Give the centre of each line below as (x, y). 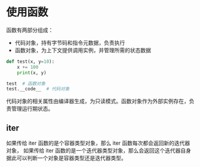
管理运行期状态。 (32, 109)
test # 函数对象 (26, 83)
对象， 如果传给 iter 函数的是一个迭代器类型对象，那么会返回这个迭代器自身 (99, 151)
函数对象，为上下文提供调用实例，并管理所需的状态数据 (83, 50)
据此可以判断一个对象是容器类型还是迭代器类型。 (66, 158)
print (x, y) (32, 72)
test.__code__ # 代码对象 (38, 89)
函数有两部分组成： (30, 30)
